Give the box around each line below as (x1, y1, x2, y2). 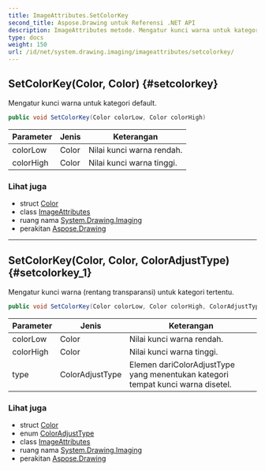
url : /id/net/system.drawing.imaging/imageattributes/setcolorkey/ (8, 48, 235, 56)
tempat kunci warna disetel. (129, 379, 232, 390)
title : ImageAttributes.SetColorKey (8, 11, 129, 20)
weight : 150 (8, 41, 47, 49)
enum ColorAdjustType (19, 428, 95, 438)
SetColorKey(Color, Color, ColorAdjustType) (8, 254, 230, 268)
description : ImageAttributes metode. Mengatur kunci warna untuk (8, 26, 231, 34)
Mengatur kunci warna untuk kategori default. (8, 98, 157, 107)
